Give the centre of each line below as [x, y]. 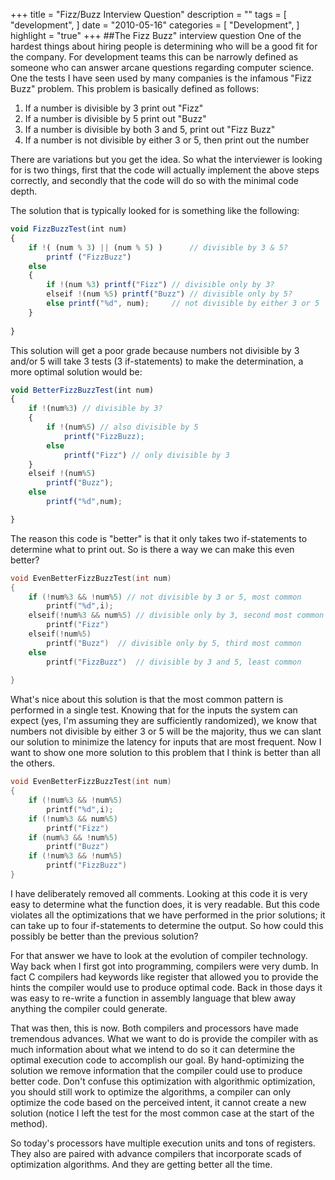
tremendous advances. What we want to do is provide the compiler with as [164, 1038]
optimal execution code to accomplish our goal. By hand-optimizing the [157, 1060]
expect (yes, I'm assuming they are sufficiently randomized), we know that [164, 721]
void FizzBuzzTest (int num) [69, 229]
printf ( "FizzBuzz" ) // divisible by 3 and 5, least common [174, 662]
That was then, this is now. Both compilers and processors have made [154, 1028]
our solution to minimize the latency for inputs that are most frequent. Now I [166, 742]
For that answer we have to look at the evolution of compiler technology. [159, 955]
